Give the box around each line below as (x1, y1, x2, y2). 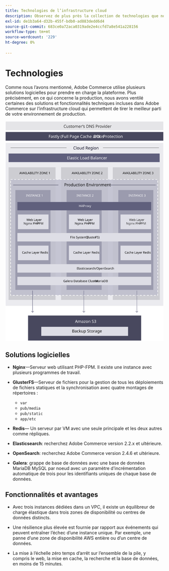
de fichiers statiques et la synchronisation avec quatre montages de (12, 385, 153, 391)
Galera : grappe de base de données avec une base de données (12, 460, 145, 466)
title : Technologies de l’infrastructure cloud (5, 8, 107, 13)
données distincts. (12, 514, 51, 520)
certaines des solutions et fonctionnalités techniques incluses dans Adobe (5, 100, 159, 106)
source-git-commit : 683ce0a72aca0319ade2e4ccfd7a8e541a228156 (5, 24, 138, 29)
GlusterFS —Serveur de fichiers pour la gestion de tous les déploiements (12, 379, 163, 385)
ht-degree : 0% (5, 40, 35, 45)
